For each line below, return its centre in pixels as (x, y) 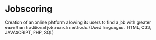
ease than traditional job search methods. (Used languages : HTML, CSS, (78, 27)
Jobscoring (29, 9)
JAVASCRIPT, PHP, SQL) (30, 32)
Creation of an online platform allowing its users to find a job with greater (78, 22)
